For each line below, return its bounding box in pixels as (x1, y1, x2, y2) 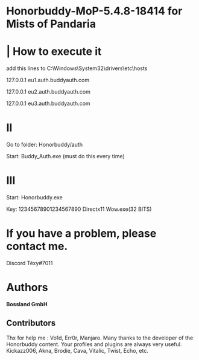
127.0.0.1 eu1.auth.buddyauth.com (6, 77, 89, 84)
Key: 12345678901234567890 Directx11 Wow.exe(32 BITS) (6, 205, 152, 213)
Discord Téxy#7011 (6, 259, 53, 266)
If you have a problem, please (6, 227, 157, 240)
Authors (6, 281, 48, 294)
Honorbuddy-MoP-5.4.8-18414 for (6, 4, 183, 18)
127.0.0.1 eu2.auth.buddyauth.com (6, 88, 90, 95)
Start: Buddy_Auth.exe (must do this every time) (6, 153, 125, 160)
